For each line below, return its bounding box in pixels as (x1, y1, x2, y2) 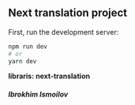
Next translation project (8, 6, 128, 20)
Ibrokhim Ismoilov (8, 90, 69, 99)
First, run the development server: (8, 27, 119, 36)
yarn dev (8, 57, 37, 66)
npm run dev (8, 43, 47, 51)
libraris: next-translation (8, 71, 91, 81)
